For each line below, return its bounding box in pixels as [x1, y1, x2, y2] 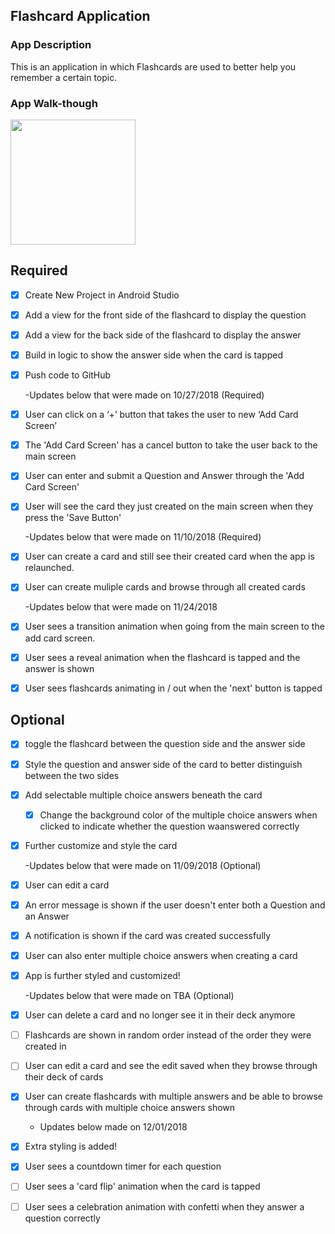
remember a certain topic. [10, 71, 118, 83]
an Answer [24, 910, 70, 922]
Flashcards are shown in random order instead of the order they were [24, 1029, 312, 1041]
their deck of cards [24, 1071, 104, 1083]
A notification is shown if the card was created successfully [24, 929, 272, 941]
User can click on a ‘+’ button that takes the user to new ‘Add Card [24, 409, 299, 421]
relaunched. [24, 562, 75, 574]
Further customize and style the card [24, 839, 178, 851]
